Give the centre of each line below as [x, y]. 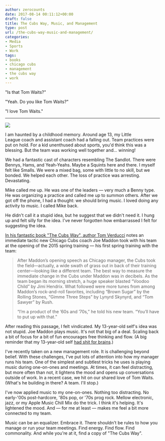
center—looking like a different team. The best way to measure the [84, 271]
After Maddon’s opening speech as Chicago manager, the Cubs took [86, 260]
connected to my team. [28, 413]
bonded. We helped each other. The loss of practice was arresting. [73, 175]
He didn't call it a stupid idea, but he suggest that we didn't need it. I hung [80, 215]
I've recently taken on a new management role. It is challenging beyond [77, 351]
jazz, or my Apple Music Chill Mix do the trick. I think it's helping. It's [74, 403]
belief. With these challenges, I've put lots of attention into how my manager [82, 357]
